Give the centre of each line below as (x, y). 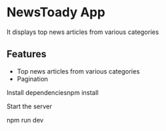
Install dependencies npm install (53, 92)
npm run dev (25, 120)
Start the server (29, 106)
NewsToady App (56, 12)
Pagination (32, 79)
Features (26, 54)
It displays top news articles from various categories (83, 32)
